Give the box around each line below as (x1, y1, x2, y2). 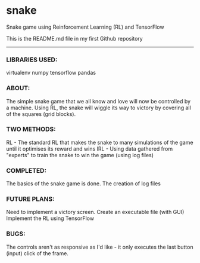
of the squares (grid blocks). (6, 110, 76, 117)
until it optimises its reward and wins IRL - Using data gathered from (6, 145, 173, 152)
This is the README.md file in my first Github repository (6, 35, 143, 42)
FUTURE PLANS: (6, 195, 55, 203)
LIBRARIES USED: (6, 55, 58, 63)
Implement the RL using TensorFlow (6, 215, 94, 222)
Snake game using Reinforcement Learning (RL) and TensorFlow (6, 23, 165, 30)
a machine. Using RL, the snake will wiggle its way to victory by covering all (6, 104, 192, 111)
